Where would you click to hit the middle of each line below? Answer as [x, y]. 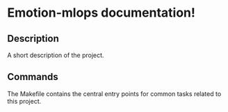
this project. [24, 101]
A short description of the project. [56, 55]
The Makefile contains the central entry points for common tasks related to [114, 94]
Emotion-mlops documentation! [101, 13]
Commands [33, 77]
